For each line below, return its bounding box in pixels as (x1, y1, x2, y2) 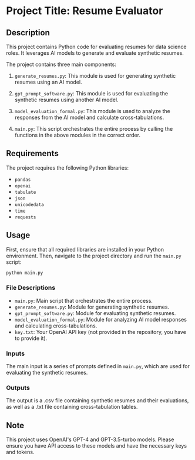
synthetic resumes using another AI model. (14, 96, 119, 103)
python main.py (6, 270, 43, 276)
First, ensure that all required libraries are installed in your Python (6, 246, 164, 253)
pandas (14, 177, 31, 183)
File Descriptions (6, 284, 56, 292)
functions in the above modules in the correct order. (14, 131, 141, 138)
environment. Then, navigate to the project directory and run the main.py (6, 252, 181, 259)
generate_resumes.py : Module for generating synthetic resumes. (14, 303, 169, 310)
